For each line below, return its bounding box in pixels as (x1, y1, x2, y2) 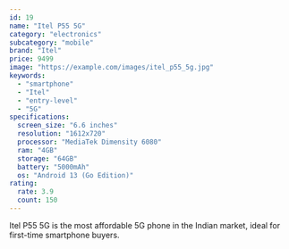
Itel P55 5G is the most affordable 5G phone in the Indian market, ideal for (9, 220, 281, 230)
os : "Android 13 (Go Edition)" (17, 170, 134, 179)
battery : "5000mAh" (17, 162, 90, 171)
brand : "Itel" (9, 46, 63, 55)
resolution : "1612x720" (17, 129, 106, 138)
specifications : (9, 112, 70, 121)
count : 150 (17, 195, 58, 205)
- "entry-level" (17, 95, 78, 105)
